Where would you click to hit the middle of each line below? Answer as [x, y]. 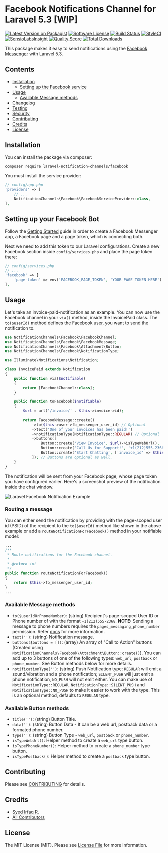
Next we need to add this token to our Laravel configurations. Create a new [82, 246]
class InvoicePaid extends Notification [48, 369]
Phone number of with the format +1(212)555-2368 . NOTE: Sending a [83, 621]
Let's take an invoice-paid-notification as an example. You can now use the [83, 312]
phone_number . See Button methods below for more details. [72, 663]
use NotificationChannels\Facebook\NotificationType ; [62, 351]
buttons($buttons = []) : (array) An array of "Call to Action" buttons [82, 642]
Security [21, 113]
